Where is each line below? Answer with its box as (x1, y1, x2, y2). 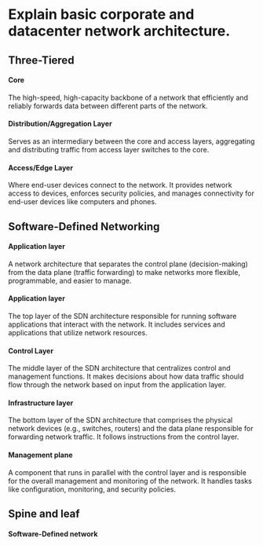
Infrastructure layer (8, 398, 74, 408)
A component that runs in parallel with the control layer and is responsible (8, 467, 247, 477)
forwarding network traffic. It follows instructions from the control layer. (8, 432, 239, 441)
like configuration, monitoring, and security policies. (8, 485, 177, 494)
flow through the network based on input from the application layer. (8, 380, 226, 390)
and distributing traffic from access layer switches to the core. (8, 144, 210, 154)
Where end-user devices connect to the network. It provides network (8, 181, 232, 190)
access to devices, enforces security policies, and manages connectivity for (8, 188, 255, 198)
